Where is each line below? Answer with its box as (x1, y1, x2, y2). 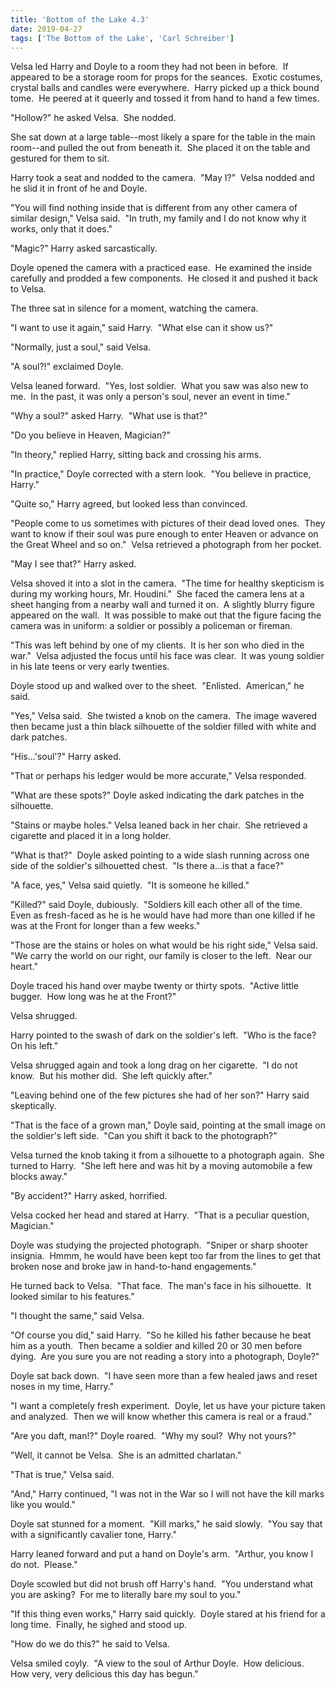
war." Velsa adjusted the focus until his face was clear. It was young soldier (10, 650, 325, 662)
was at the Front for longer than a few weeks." (10, 920, 201, 932)
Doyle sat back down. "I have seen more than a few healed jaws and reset (10, 1370, 318, 1382)
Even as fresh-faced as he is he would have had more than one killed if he (10, 909, 316, 921)
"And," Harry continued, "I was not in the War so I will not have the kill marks (10, 1488, 325, 1500)
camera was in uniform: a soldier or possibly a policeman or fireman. (10, 620, 293, 632)
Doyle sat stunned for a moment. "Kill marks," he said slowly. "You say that (10, 1518, 323, 1530)
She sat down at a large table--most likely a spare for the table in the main (10, 131, 316, 143)
